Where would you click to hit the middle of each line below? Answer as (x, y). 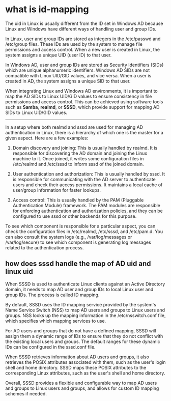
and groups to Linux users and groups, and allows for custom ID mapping (82, 388)
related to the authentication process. (45, 247)
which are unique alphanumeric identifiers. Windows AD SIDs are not (78, 70)
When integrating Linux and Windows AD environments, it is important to (81, 91)
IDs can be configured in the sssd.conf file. (50, 347)
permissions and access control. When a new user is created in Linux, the (83, 49)
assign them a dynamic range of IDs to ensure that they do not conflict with (84, 336)
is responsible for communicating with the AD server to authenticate (84, 179)
